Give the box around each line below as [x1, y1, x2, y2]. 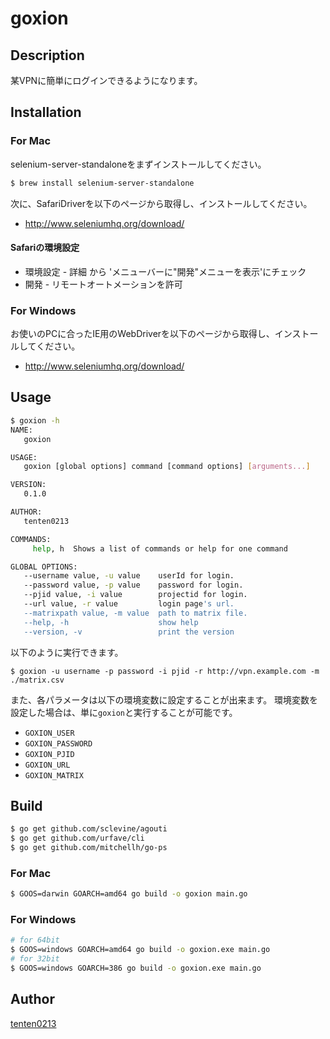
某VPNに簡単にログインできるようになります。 [10, 75, 203, 86]
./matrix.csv [10, 675, 65, 685]
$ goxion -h [10, 415, 60, 426]
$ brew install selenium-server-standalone [10, 178, 195, 188]
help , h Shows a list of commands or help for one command [32, 543, 288, 554]
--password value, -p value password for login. [23, 580, 244, 591]
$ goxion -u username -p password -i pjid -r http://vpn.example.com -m [10, 666, 320, 676]
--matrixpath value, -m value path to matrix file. [23, 608, 248, 618]
